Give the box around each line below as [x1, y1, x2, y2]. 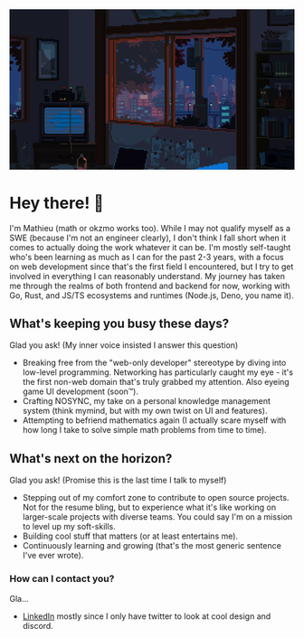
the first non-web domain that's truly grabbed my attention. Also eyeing [22, 377, 290, 388]
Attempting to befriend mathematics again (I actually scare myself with [22, 415, 287, 426]
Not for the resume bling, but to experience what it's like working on [22, 502, 277, 513]
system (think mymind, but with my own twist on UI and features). [22, 406, 268, 417]
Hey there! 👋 [9, 192, 104, 213]
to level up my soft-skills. [22, 521, 116, 532]
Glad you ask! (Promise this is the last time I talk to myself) [9, 474, 227, 486]
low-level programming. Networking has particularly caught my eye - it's [22, 367, 294, 378]
